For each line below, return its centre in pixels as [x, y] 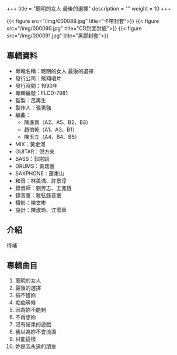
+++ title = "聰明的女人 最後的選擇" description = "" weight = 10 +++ [89, 8]
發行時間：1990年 [36, 85]
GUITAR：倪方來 [35, 151]
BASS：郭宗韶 [32, 158]
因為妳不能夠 [30, 310]
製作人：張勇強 [33, 108]
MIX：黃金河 [30, 144]
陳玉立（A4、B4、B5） [52, 137]
